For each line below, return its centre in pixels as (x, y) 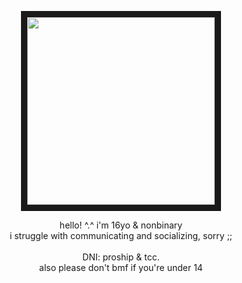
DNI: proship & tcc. (121, 257)
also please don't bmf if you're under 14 (121, 267)
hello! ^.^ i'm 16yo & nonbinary (121, 225)
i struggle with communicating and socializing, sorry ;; (121, 235)
